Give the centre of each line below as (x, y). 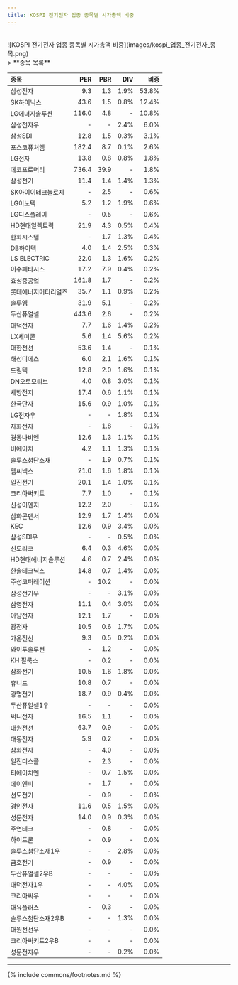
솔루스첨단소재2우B (38, 918)
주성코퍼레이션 (30, 582)
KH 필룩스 (24, 660)
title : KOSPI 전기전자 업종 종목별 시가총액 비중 (71, 15)
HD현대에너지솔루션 (38, 559)
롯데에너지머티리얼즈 (39, 291)
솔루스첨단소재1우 (35, 851)
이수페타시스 (28, 269)
